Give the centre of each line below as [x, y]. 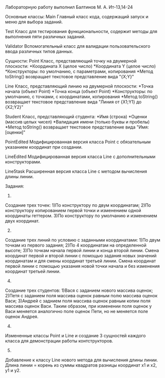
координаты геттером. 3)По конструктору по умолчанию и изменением [81, 216]
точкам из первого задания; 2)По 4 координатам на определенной [76, 245]
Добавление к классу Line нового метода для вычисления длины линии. [82, 360]
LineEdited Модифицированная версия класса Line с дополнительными [81, 157]
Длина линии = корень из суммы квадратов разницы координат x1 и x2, [81, 365]
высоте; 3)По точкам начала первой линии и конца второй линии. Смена [82, 250]
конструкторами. [23, 162]
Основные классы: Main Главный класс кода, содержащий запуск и [77, 16]
